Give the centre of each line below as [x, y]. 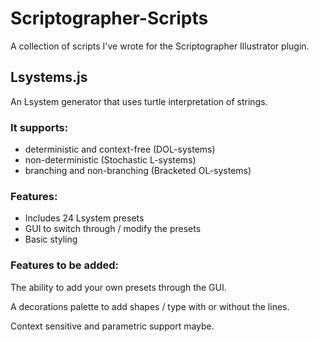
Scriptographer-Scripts [109, 18]
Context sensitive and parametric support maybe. [112, 326]
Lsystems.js [49, 77]
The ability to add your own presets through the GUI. [118, 287]
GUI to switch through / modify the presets [113, 229]
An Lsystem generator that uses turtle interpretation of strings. [139, 101]
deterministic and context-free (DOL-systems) [120, 149]
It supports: [39, 127]
